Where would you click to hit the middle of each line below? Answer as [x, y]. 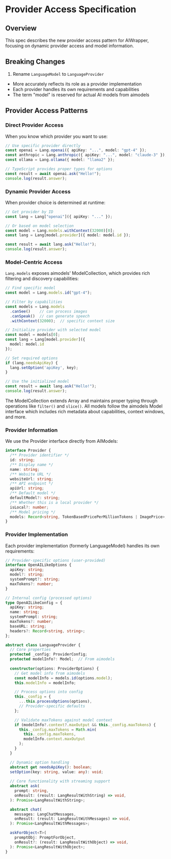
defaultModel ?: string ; [35, 498]
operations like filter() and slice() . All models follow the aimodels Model [84, 406]
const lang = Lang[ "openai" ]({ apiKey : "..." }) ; [59, 217]
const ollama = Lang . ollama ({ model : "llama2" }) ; [60, 160]
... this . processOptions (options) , [55, 701]
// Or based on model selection [39, 226]
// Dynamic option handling [40, 762]
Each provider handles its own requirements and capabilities [76, 89]
